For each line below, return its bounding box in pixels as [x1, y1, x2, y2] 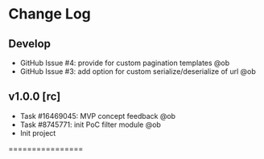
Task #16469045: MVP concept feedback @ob [19, 111, 175, 120]
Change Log [8, 5, 91, 23]
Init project [19, 128, 56, 137]
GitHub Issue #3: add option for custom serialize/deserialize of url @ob [19, 67, 256, 76]
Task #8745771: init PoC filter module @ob [19, 120, 161, 129]
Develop [8, 37, 51, 51]
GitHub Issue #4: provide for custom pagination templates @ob [19, 58, 230, 67]
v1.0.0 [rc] [8, 90, 61, 104]
